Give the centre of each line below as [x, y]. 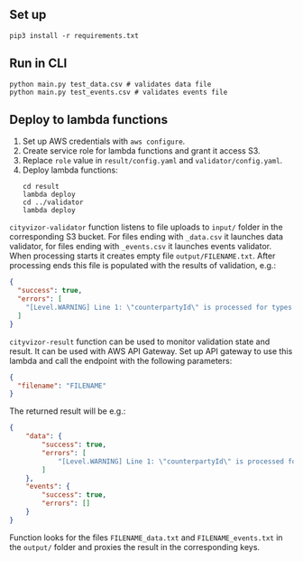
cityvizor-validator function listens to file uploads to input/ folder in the [146, 227]
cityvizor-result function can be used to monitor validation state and [140, 341]
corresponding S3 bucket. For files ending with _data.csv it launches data [147, 237]
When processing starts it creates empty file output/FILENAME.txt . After [142, 256]
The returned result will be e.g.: [68, 411]
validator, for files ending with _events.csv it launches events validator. [141, 247]
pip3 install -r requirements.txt [74, 35]
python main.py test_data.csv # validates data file [110, 84]
